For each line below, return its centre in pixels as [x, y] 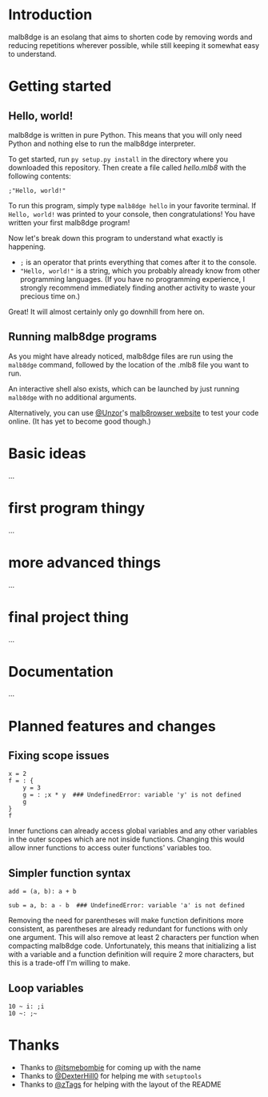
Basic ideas [47, 453]
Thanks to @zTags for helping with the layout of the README [120, 1084]
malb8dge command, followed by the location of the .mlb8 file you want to [129, 364]
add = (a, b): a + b [43, 892]
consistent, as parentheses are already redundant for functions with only [128, 929]
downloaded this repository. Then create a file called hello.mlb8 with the [127, 167]
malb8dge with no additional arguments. [73, 397]
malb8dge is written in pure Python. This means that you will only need [125, 135]
